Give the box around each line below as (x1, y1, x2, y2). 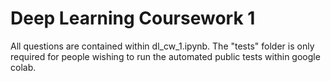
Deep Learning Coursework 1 (10, 7, 256, 30)
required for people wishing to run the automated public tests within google (10, 50, 321, 62)
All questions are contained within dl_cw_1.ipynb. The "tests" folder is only (10, 40, 315, 52)
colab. (10, 61, 37, 73)
